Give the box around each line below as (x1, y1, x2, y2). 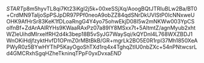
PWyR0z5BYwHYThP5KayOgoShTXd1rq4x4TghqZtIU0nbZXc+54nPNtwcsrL (6, 43, 197, 50)
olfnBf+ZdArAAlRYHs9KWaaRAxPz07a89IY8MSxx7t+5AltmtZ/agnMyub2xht (6, 24, 196, 31)
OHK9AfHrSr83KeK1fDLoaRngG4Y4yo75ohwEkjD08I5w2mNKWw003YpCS (6, 18, 195, 25)
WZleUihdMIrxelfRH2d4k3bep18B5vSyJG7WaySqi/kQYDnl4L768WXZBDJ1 (6, 31, 193, 38)
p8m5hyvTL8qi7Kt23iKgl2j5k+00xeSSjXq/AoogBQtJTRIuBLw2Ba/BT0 (23, 5, 197, 12)
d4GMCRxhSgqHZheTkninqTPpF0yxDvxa (6, 50, 110, 56)
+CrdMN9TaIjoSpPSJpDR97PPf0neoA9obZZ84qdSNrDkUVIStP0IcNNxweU (6, 11, 195, 19)
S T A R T (6, 5, 24, 12)
